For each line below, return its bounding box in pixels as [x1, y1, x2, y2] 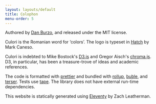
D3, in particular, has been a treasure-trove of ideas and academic [5, 59, 139, 65]
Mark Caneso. [5, 44, 33, 50]
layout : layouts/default [5, 7, 56, 12]
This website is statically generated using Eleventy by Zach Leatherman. [5, 93, 151, 99]
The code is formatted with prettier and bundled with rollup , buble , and [5, 74, 148, 80]
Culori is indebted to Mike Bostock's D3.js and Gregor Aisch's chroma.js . [5, 54, 152, 60]
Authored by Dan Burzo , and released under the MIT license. [5, 30, 127, 36]
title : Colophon [5, 12, 38, 17]
